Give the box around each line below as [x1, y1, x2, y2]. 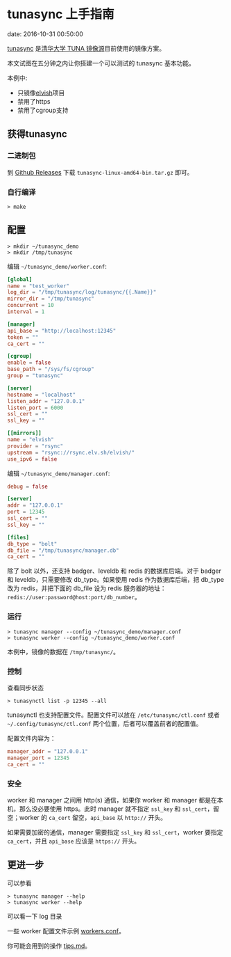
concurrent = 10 [7, 302, 54, 309]
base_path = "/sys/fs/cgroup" [7, 366, 95, 373]
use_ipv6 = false [7, 455, 58, 463]
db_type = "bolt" [7, 540, 58, 547]
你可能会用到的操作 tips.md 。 [7, 941, 92, 950]
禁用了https [17, 97, 51, 105]
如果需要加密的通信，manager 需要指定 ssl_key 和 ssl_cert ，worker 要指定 [7, 828, 223, 836]
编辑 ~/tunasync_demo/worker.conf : [7, 262, 108, 270]
